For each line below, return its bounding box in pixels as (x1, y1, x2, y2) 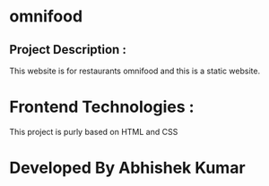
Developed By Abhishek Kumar (9, 158, 246, 178)
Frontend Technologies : (9, 97, 195, 117)
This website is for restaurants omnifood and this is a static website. (9, 65, 261, 76)
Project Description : (9, 42, 127, 57)
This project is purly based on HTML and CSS (9, 126, 178, 137)
